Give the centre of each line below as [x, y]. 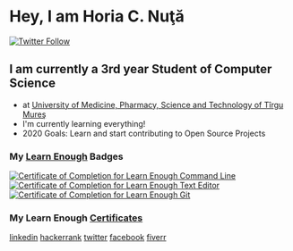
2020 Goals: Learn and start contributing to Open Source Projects [144, 133]
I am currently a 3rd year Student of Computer [141, 69]
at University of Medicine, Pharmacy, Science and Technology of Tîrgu [153, 105]
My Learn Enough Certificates [76, 218]
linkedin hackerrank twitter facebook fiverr [88, 238]
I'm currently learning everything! [84, 123]
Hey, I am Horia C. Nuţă [97, 17]
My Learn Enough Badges [66, 156]
